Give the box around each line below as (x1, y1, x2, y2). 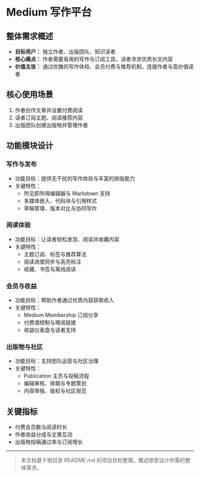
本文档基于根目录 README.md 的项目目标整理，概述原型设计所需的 (20, 457, 186, 464)
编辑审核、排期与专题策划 (23, 380, 87, 387)
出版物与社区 (6, 343, 43, 351)
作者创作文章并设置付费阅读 (14, 106, 83, 113)
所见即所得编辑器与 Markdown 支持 (23, 189, 111, 197)
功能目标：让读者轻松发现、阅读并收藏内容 (14, 235, 120, 242)
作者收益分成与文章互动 (14, 431, 73, 438)
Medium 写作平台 (6, 5, 92, 19)
